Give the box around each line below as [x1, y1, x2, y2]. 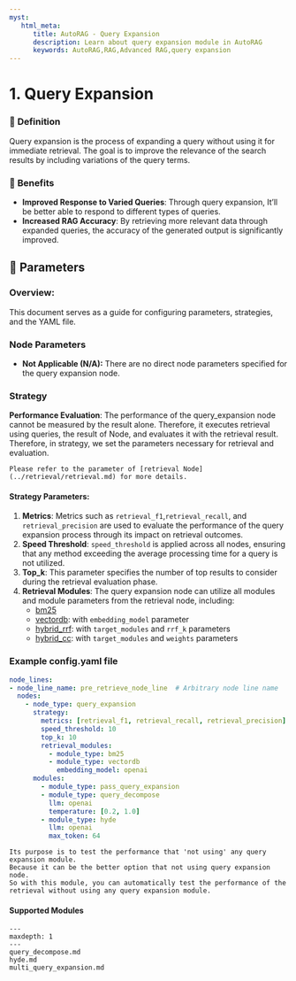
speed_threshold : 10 [41, 724, 117, 733]
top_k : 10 [41, 732, 77, 742]
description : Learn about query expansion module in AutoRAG [32, 37, 263, 47]
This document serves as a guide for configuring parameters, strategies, [9, 306, 274, 317]
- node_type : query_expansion [25, 700, 137, 709]
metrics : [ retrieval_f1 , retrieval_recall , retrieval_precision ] [41, 716, 287, 726]
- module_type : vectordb [48, 758, 140, 767]
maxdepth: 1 [9, 932, 53, 941]
